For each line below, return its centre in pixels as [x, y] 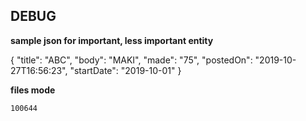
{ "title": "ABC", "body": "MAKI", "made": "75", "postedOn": [131, 60]
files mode [33, 90]
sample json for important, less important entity [112, 40]
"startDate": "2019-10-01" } [125, 70]
